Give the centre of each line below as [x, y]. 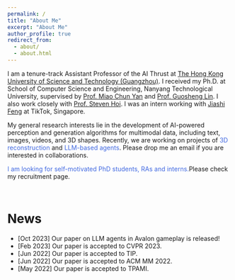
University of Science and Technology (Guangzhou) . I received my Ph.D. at [116, 81]
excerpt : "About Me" [38, 27]
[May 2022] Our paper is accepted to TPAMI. [83, 268]
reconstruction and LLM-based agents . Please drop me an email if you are [116, 147]
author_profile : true [39, 34]
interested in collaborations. [48, 155]
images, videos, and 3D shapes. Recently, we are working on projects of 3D [118, 140]
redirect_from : [30, 40]
